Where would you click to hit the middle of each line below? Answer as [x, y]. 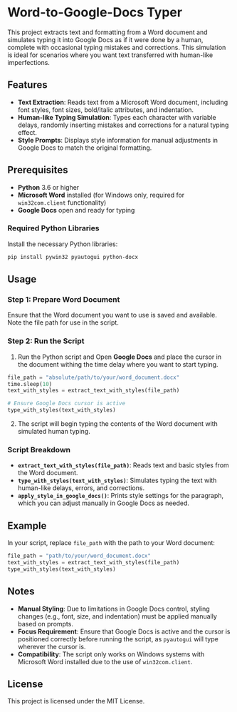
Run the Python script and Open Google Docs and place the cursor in [120, 357]
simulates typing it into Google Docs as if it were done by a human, [105, 39]
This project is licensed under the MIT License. [76, 701]
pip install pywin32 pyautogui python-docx [73, 257]
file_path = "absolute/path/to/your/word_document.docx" [94, 377]
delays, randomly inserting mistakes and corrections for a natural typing [123, 125]
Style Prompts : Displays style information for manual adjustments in [118, 140]
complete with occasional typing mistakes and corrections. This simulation [117, 47]
